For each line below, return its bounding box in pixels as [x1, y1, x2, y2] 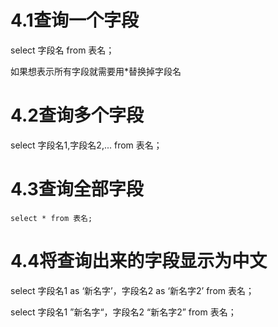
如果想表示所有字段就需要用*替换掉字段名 [10, 65, 182, 77]
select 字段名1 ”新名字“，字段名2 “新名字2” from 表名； [10, 306, 237, 318]
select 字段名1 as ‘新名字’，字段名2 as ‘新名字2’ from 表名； [10, 284, 255, 296]
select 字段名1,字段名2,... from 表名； [10, 139, 163, 151]
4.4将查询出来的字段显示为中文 [10, 250, 268, 272]
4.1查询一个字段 [10, 9, 139, 32]
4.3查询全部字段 [10, 178, 144, 201]
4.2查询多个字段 [10, 104, 144, 127]
